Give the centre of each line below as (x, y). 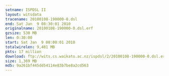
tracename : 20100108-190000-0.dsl (41, 19)
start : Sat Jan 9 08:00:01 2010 (40, 42)
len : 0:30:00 (19, 38)
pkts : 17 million (23, 51)
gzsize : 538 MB (21, 33)
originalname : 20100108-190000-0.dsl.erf (49, 28)
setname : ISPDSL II (26, 10)
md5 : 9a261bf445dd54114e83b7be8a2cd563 (47, 65)
